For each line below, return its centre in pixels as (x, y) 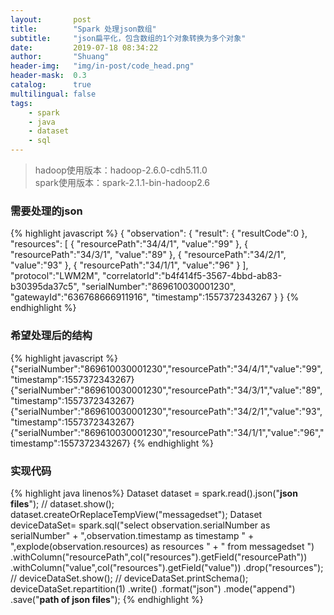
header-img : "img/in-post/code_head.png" (102, 66)
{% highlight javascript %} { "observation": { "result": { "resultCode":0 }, (159, 233)
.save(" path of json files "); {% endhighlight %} (107, 599)
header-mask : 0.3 (48, 76)
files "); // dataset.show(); (62, 503)
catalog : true (51, 85)
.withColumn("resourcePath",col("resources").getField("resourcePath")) (159, 557)
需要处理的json (46, 211)
